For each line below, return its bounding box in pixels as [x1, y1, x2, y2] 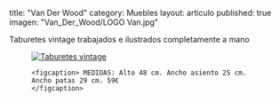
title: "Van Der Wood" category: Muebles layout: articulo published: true [9, 8, 272, 18]
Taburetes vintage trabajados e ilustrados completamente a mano [9, 35, 251, 44]
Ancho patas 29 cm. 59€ [31, 76, 120, 85]
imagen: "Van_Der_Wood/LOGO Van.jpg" [9, 17, 158, 27]
